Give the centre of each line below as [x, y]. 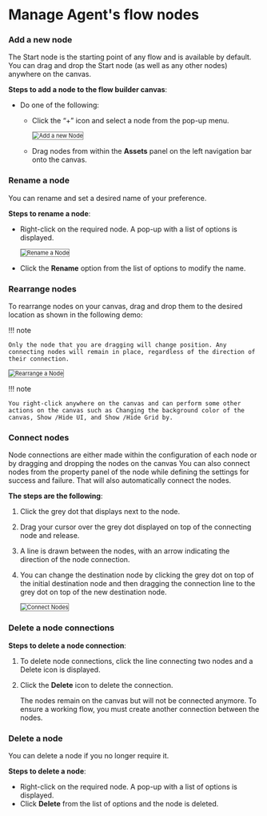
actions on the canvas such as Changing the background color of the [127, 411]
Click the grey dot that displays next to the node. [100, 512]
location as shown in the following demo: [76, 315]
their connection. [39, 359]
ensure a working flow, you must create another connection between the [139, 709]
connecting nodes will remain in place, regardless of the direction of [132, 352]
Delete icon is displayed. [60, 669]
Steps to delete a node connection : [67, 645]
